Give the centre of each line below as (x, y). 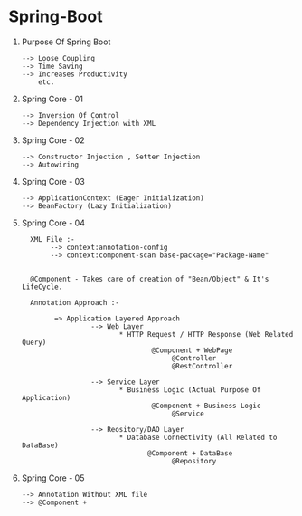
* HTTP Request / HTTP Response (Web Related (206, 334)
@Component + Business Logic (206, 406)
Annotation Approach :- (75, 302)
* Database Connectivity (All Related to (198, 437)
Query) (34, 342)
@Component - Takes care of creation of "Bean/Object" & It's (150, 279)
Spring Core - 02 (53, 140)
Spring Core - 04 (53, 223)
